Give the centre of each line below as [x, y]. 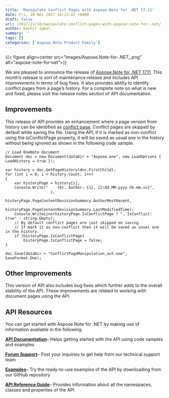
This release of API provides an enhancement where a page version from [81, 121]
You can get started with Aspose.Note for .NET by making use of [72, 324]
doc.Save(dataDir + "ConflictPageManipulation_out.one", [66, 253]
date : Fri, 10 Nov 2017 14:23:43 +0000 [47, 15]
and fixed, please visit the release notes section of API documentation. [79, 93]
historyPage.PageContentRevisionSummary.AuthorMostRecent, [69, 201]
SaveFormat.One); [23, 258]
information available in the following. [44, 329]
